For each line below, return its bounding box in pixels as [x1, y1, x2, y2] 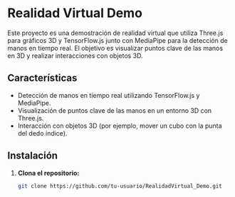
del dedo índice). [17, 128, 68, 137]
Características [7, 72, 78, 84]
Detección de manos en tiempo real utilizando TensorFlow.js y [17, 91, 200, 99]
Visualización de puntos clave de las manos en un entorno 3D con [17, 106, 212, 115]
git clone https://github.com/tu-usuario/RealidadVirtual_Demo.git [17, 182, 222, 190]
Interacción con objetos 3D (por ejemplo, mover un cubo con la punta [17, 121, 222, 130]
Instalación [7, 150, 58, 162]
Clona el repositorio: [17, 168, 80, 177]
